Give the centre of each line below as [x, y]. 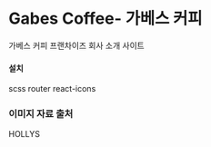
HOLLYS [24, 134]
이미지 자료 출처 [41, 114]
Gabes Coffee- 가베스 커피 [105, 19]
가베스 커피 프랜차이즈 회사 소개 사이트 [76, 45]
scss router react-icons [52, 89]
